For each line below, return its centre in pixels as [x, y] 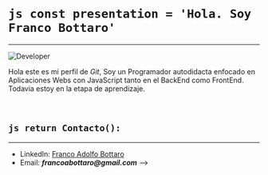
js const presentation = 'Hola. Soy [130, 14]
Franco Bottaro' [62, 28]
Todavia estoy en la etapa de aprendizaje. [77, 88]
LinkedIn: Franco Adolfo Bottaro [72, 153]
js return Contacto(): [65, 128]
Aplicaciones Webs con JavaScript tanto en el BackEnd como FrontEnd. [126, 80]
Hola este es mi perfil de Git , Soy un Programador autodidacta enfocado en [132, 71]
